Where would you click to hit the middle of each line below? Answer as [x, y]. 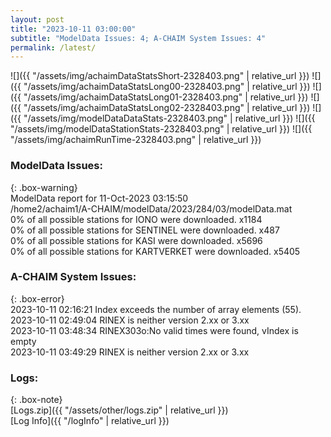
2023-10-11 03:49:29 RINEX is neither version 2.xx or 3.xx [130, 352]
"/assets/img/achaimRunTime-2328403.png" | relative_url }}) [136, 140]
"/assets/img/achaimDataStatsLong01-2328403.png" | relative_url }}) [166, 97]
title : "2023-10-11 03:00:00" [73, 29]
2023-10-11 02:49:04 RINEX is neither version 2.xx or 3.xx [130, 320]
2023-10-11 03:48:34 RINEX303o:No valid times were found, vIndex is [154, 330]
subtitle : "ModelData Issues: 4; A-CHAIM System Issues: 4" [138, 38]
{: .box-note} [36, 400]
